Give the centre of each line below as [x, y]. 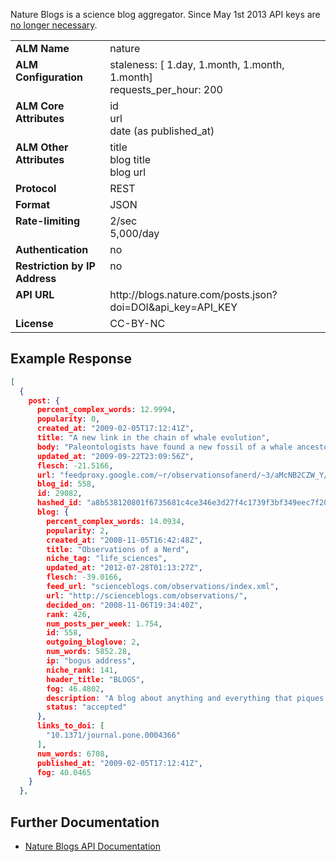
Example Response [71, 359]
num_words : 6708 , [73, 754]
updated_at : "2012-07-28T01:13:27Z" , [124, 568]
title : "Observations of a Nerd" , [118, 549]
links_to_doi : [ [70, 726]
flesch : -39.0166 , [84, 577]
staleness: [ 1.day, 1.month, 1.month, [197, 64]
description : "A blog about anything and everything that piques [185, 698]
